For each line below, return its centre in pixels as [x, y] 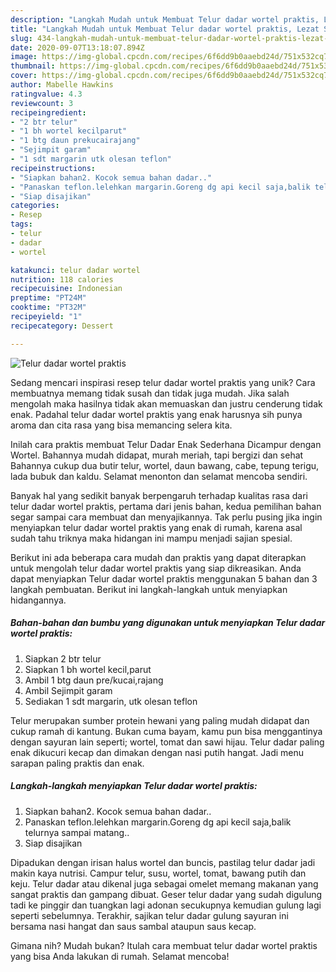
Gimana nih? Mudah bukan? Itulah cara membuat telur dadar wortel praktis [164, 945]
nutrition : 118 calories [62, 279]
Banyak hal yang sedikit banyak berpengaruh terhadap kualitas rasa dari [159, 495]
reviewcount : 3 [42, 103]
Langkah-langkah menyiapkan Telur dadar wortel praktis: [134, 786]
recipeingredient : [48, 112]
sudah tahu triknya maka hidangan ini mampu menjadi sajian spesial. [151, 538]
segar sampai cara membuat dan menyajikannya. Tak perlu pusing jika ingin [166, 517]
